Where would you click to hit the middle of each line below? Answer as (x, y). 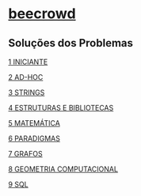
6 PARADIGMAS (34, 138)
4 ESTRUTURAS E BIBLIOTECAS (61, 108)
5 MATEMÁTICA (34, 123)
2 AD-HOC (26, 77)
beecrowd (42, 14)
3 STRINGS (27, 92)
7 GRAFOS (25, 154)
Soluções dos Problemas (70, 43)
